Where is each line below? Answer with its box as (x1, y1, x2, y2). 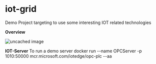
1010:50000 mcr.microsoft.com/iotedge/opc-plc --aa (5, 53, 112, 59)
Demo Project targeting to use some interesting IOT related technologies (5, 20, 152, 25)
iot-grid (5, 3, 37, 15)
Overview (5, 29, 26, 35)
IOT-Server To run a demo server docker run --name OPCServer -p (5, 48, 142, 54)
